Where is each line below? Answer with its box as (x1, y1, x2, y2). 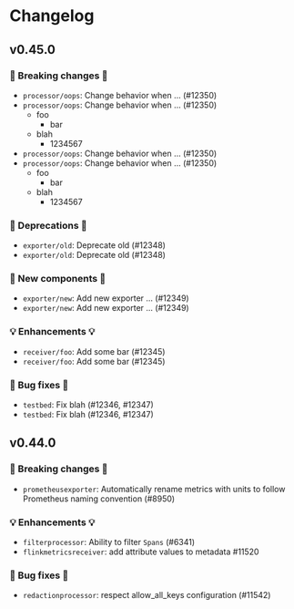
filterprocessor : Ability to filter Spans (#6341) (22, 537, 196, 548)
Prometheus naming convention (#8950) (22, 493, 176, 504)
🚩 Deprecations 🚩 (9, 219, 88, 232)
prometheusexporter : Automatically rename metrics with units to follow (22, 483, 286, 494)
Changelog (9, 5, 95, 26)
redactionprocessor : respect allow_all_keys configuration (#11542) (22, 590, 271, 601)
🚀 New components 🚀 (9, 273, 106, 285)
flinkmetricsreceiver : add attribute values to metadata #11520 (22, 546, 259, 557)
